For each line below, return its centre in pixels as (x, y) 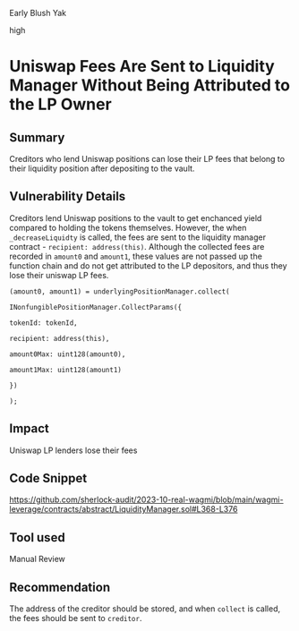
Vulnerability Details (68, 196)
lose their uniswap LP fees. (59, 275)
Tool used (37, 537)
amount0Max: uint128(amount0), (68, 354)
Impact (29, 429)
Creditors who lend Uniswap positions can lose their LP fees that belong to (147, 159)
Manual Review (37, 559)
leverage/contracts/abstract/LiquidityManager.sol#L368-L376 (124, 509)
